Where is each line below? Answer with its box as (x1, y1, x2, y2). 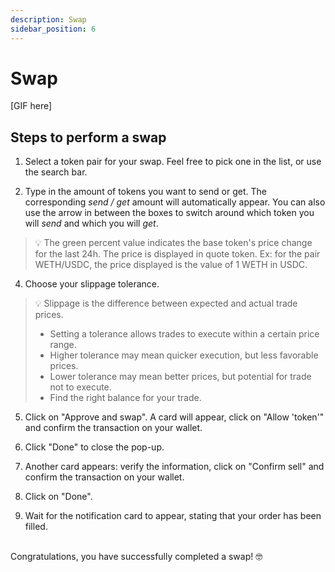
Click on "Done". (24, 491, 93, 503)
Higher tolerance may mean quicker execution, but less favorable (49, 349, 319, 361)
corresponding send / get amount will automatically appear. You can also (24, 196, 326, 208)
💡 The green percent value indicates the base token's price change (34, 237, 313, 249)
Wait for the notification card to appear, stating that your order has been (24, 510, 322, 522)
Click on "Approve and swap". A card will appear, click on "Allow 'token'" (24, 411, 325, 423)
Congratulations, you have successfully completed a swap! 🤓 (10, 551, 263, 563)
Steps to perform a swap (10, 129, 167, 146)
